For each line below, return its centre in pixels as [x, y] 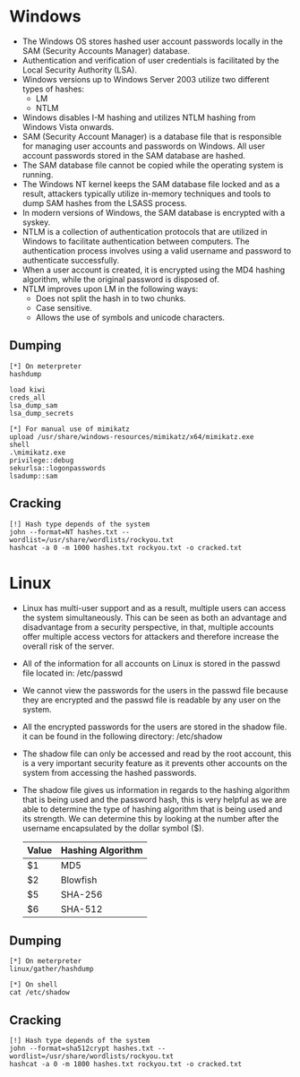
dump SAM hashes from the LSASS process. [105, 202]
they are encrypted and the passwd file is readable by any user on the [151, 700]
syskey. [36, 222]
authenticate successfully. [70, 260]
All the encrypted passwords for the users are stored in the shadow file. [154, 727]
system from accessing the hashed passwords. [109, 772]
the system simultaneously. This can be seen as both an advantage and [154, 617]
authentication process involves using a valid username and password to [157, 250]
